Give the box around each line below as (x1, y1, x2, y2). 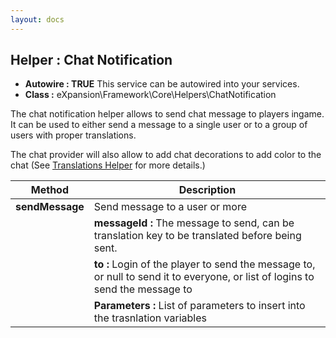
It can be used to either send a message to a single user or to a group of (10, 119, 308, 131)
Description (178, 183, 237, 197)
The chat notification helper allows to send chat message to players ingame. (10, 108, 325, 120)
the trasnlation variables (93, 311, 207, 325)
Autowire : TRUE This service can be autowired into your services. (24, 78, 300, 90)
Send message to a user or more (93, 200, 248, 214)
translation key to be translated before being (93, 229, 302, 243)
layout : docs (10, 14, 65, 25)
